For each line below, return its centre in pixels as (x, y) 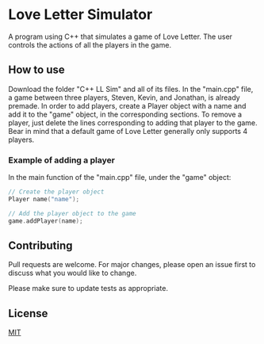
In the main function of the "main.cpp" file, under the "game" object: (120, 178)
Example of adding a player (61, 160)
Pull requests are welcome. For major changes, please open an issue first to (132, 265)
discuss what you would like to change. (73, 273)
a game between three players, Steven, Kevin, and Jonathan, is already (124, 97)
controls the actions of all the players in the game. (90, 44)
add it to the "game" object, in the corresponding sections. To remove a (125, 114)
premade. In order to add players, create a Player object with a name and (127, 105)
